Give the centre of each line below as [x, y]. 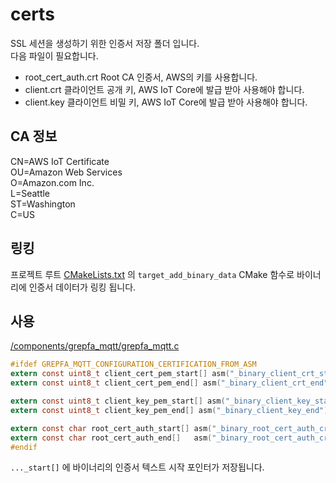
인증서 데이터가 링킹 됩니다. [82, 287]
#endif [24, 447]
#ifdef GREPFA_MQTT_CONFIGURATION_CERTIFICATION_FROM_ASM [133, 364]
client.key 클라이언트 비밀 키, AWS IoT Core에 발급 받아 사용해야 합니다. [166, 102]
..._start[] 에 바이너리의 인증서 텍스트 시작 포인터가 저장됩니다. [137, 467]
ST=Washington [43, 204]
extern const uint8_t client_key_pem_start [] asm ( [118, 401]
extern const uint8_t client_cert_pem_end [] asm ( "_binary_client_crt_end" [169, 383]
